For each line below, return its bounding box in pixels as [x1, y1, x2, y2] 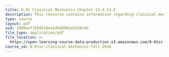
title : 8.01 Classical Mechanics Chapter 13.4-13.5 [5, 7, 116, 12]
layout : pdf [5, 21, 30, 26]
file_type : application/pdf [5, 30, 64, 35]
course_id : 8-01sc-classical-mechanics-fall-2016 [5, 44, 112, 49]
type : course [5, 16, 33, 21]
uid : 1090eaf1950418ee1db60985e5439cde [5, 26, 89, 31]
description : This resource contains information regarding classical [5, 12, 156, 17]
